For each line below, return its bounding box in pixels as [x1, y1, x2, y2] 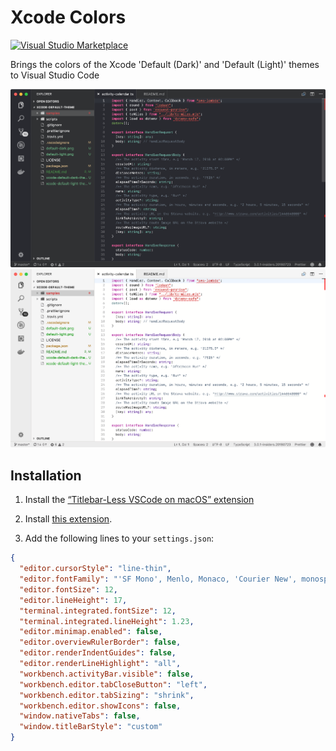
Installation [10, 467, 82, 484]
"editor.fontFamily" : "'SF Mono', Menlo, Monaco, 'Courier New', [19, 574, 298, 584]
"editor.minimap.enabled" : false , [19, 627, 163, 637]
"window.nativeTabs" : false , [19, 711, 141, 721]
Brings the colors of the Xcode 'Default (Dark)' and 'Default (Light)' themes [10, 58, 320, 70]
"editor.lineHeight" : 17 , [19, 595, 128, 605]
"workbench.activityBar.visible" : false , [19, 669, 195, 679]
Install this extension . [24, 513, 113, 525]
